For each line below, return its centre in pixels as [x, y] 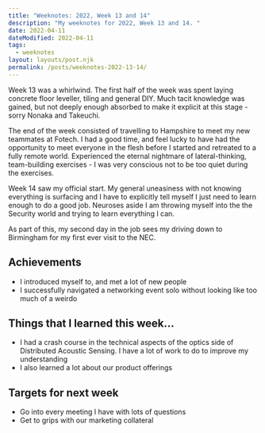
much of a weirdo [48, 298]
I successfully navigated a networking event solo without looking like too [138, 290]
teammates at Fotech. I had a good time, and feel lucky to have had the [124, 139]
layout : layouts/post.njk [51, 60]
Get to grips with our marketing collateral [86, 420]
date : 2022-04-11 [37, 30]
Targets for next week [63, 393]
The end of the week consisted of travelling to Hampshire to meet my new [129, 130]
